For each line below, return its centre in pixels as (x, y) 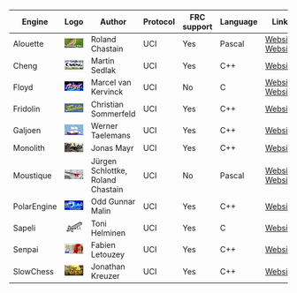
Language (239, 22)
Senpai (26, 250)
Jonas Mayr (113, 148)
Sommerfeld (114, 113)
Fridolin (27, 109)
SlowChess (34, 271)
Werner (105, 125)
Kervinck (107, 92)
